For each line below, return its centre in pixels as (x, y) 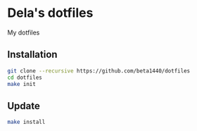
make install (26, 122)
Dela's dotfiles (50, 13)
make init (22, 84)
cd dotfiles (25, 77)
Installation (32, 55)
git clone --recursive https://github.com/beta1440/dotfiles (99, 71)
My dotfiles (24, 32)
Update (24, 106)
